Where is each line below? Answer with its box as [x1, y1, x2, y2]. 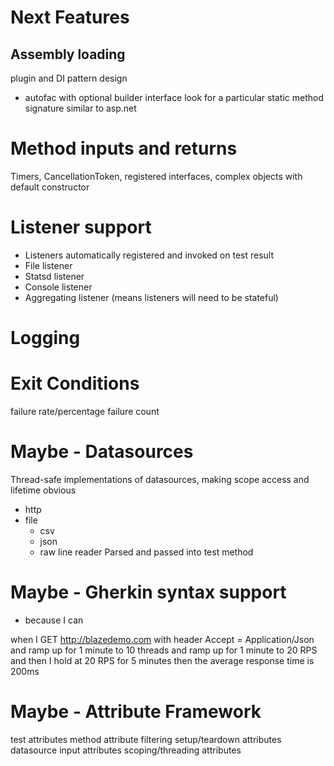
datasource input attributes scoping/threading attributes [10, 744, 242, 756]
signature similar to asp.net [24, 102, 137, 114]
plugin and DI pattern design [10, 72, 128, 84]
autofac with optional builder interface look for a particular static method [24, 92, 325, 103]
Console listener [24, 281, 93, 293]
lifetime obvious [10, 484, 77, 496]
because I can [24, 614, 84, 626]
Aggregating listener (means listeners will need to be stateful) [24, 291, 279, 303]
